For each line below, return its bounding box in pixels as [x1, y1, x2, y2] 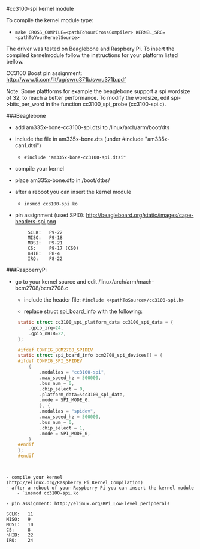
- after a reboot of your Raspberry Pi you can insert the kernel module [6, 485, 195, 491]
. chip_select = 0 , [39, 386, 85, 392]
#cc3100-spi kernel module [6, 5, 74, 12]
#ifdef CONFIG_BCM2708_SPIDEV [17, 347, 93, 353]
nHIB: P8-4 [28, 250, 60, 256]
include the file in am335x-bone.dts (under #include [14, 135, 144, 142]
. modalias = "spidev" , [39, 408, 96, 414]
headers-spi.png [14, 218, 56, 225]
